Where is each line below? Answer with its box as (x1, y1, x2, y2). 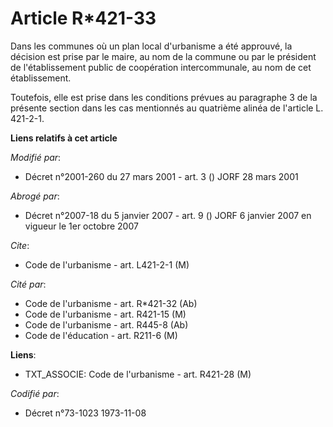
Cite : (10, 239, 30, 251)
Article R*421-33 (10, 7, 157, 30)
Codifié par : (10, 387, 60, 399)
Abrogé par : (10, 190, 60, 202)
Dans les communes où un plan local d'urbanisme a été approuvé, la (10, 40, 293, 52)
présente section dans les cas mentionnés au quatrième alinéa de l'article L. (10, 102, 324, 114)
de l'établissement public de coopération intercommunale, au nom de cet (10, 61, 312, 73)
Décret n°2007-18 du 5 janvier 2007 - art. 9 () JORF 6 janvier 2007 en (24, 209, 312, 221)
